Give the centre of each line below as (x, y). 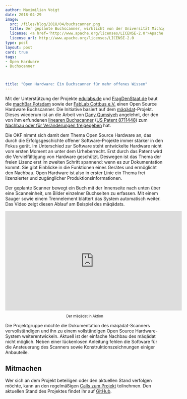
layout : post (19, 47)
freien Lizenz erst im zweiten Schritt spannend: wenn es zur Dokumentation (84, 162)
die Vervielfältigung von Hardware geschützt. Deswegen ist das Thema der (83, 157)
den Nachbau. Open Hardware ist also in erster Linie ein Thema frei (75, 173)
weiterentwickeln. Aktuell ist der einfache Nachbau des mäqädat (89, 336)
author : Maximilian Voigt (32, 10)
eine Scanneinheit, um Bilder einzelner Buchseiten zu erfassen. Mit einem (82, 193)
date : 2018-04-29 (23, 15)
